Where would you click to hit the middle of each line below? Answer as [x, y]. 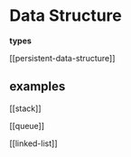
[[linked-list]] [33, 143]
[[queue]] [27, 125]
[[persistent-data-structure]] [62, 58]
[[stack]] [26, 108]
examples [37, 87]
